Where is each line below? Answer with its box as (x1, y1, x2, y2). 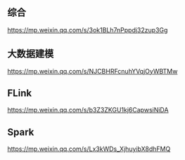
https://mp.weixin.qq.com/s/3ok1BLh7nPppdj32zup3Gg (7, 25, 168, 34)
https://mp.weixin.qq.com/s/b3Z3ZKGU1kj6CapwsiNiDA (7, 106, 169, 114)
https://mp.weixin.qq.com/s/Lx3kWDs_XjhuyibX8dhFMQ (7, 145, 171, 153)
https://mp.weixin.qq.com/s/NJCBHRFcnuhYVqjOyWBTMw (7, 67, 178, 75)
